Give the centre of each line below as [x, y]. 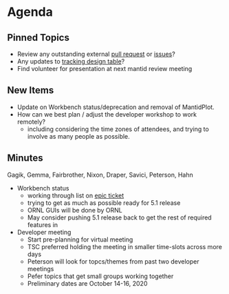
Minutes [25, 158]
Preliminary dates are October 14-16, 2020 [87, 283]
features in [43, 224]
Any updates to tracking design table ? [71, 61]
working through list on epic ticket [76, 195]
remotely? [31, 121]
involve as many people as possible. [79, 136]
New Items [31, 90]
